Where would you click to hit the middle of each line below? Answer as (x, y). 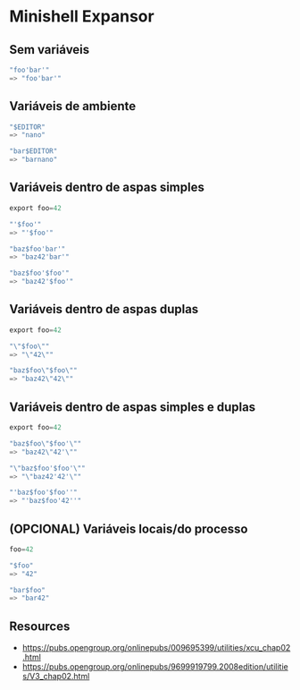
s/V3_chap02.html (56, 677)
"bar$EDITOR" (33, 151)
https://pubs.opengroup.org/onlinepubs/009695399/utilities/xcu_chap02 (156, 648)
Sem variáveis (50, 50)
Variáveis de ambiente (73, 106)
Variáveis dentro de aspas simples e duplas (133, 407)
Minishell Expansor (82, 17)
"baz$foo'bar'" (37, 249)
